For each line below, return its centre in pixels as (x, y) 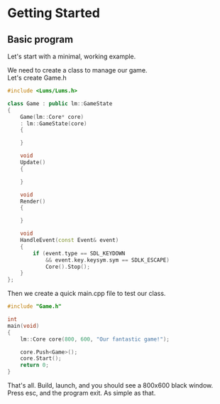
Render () (33, 201)
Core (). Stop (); (68, 267)
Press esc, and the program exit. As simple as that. (82, 393)
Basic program (40, 39)
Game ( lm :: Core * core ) (52, 117)
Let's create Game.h (37, 78)
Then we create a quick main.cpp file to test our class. (87, 294)
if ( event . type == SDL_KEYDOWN (79, 253)
